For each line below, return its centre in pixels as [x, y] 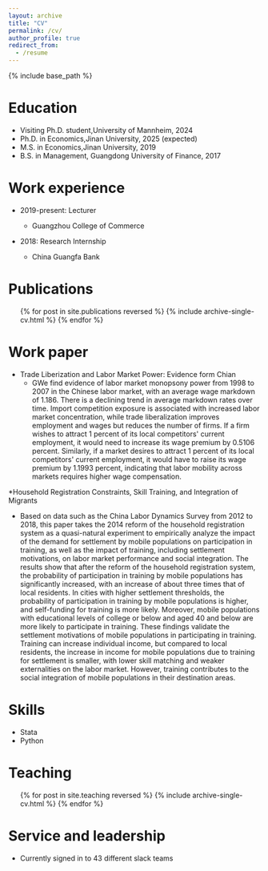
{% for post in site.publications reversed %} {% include [111, 311]
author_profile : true [44, 38]
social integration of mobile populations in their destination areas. [128, 677]
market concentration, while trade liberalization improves [126, 416]
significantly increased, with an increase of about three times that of [132, 584]
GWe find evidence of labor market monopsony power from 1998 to [143, 383]
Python [32, 741]
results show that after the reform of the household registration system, [138, 567]
